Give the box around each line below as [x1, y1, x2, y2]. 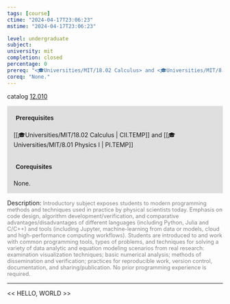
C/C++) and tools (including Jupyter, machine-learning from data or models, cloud [7, 225, 220, 233]
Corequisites [16, 162, 53, 170]
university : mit [7, 48, 53, 55]
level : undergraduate [7, 35, 69, 42]
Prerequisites [16, 114, 54, 122]
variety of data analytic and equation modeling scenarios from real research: [7, 244, 205, 252]
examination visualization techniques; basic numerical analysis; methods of [7, 251, 202, 258]
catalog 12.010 [7, 92, 48, 100]
